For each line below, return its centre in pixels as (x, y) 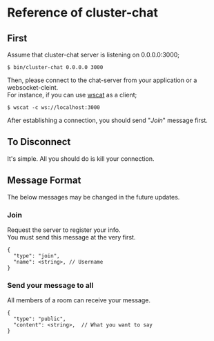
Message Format (44, 181)
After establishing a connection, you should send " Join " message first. (108, 120)
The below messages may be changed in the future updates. (94, 197)
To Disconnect (39, 142)
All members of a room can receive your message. (79, 300)
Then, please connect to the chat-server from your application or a (102, 80)
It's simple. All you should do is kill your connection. (81, 158)
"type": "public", (40, 319)
